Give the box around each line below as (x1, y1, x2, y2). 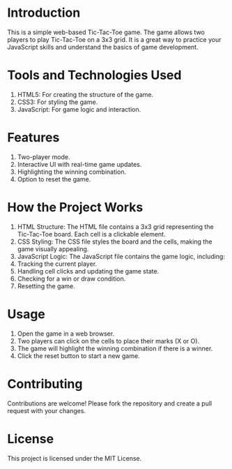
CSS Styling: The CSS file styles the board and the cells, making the (17, 237, 212, 246)
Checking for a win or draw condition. (17, 274, 126, 283)
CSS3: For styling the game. (17, 98, 98, 106)
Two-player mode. (17, 152, 71, 161)
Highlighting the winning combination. (17, 167, 127, 176)
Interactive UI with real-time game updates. (17, 160, 142, 168)
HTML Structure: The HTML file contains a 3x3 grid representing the (17, 222, 214, 231)
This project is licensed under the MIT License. (7, 454, 142, 462)
